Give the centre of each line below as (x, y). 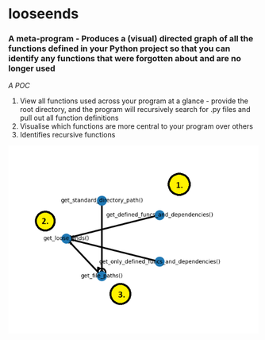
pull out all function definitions (69, 118)
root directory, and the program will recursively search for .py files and (135, 110)
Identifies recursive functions (67, 135)
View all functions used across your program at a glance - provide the (134, 101)
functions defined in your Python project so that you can (119, 48)
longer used (32, 68)
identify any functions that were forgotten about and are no (125, 59)
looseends (44, 14)
